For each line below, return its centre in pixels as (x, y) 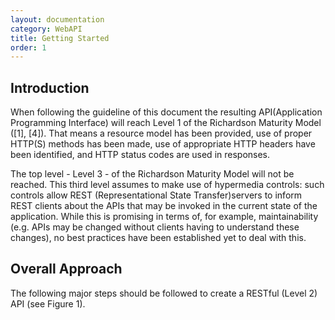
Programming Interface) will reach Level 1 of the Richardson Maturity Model (166, 123)
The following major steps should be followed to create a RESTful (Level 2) (164, 293)
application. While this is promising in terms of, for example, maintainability (164, 217)
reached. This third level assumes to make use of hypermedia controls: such (167, 185)
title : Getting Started (60, 38)
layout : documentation (57, 19)
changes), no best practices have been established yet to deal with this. (158, 238)
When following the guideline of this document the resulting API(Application (166, 112)
